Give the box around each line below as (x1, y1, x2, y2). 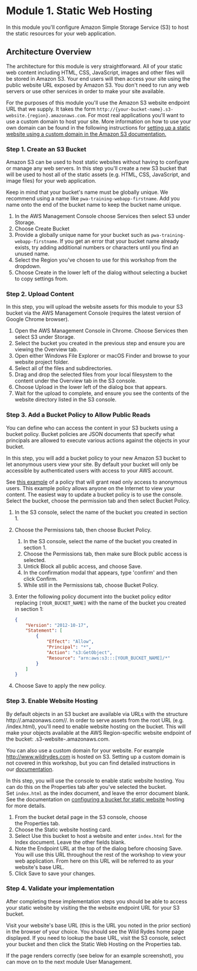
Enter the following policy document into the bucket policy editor (14, 593, 172, 600)
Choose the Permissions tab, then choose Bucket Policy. (14, 526, 152, 533)
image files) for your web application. (6, 177, 96, 184)
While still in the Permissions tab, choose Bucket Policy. (23, 582, 159, 589)
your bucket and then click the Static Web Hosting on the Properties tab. (6, 940, 182, 947)
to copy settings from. (14, 275, 69, 282)
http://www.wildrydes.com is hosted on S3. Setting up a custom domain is (6, 753, 186, 760)
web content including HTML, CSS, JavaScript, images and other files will (6, 69, 185, 76)
